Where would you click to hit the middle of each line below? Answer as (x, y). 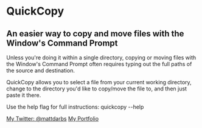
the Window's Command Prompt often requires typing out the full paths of (99, 64)
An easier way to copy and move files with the (95, 34)
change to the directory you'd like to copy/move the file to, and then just (97, 89)
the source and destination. (40, 70)
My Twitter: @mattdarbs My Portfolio (53, 119)
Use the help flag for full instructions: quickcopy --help (75, 107)
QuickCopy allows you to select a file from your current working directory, (99, 82)
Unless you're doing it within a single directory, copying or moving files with (101, 58)
